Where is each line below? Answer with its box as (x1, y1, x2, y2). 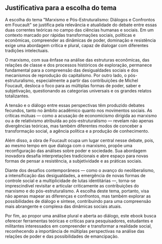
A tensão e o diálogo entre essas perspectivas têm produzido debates (5, 102, 145, 108)
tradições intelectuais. (5, 47, 49, 53)
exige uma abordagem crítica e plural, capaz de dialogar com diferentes (5, 42, 148, 48)
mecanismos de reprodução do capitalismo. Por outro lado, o (5, 72, 127, 78)
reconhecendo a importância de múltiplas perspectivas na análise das (5, 228, 145, 234)
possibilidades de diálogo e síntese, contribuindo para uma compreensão (5, 198, 151, 204)
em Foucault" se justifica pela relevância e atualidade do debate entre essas (5, 22, 157, 28)
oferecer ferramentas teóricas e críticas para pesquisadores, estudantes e (5, 218, 153, 224)
